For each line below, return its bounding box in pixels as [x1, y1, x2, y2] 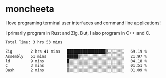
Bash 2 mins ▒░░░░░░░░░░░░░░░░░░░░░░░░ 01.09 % [5, 68, 147, 73]
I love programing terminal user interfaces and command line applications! [5, 20, 161, 26]
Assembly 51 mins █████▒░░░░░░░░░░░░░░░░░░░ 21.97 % [5, 54, 147, 59]
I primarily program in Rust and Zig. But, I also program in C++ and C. [5, 30, 151, 36]
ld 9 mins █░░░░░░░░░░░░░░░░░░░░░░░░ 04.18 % [5, 58, 147, 64]
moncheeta [5, 3, 55, 15]
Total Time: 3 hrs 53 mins [5, 39, 63, 45]
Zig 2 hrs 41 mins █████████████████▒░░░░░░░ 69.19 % [5, 49, 147, 54]
